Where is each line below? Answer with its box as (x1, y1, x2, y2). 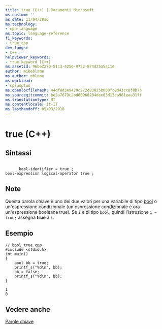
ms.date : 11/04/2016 (5, 17, 49, 22)
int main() (5, 251, 28, 256)
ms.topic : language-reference (5, 31, 70, 36)
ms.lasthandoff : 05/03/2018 (5, 107, 65, 112)
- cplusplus (5, 83, 30, 88)
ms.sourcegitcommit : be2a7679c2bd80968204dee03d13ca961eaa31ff (5, 92, 142, 97)
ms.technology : (5, 21, 38, 27)
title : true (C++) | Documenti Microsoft (5, 7, 94, 13)
